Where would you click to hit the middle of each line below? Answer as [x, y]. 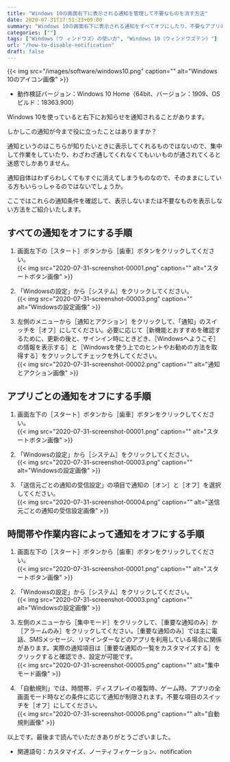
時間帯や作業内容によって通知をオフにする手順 [106, 534]
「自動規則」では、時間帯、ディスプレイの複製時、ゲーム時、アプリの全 [119, 688]
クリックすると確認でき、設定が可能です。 [77, 657]
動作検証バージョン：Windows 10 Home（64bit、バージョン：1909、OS [118, 94]
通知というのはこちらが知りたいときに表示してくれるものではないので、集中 [115, 146]
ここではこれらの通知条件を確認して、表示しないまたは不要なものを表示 [109, 201]
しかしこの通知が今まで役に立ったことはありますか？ [82, 131]
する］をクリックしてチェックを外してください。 [92, 355]
